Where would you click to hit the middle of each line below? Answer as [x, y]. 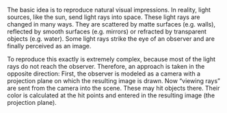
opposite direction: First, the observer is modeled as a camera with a [104, 74]
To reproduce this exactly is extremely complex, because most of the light [111, 59]
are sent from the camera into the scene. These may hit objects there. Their [113, 88]
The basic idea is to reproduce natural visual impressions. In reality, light [109, 10]
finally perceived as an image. [49, 46]
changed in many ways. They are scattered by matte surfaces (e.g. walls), [111, 24]
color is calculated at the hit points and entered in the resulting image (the [111, 95]
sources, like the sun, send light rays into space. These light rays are [104, 17]
